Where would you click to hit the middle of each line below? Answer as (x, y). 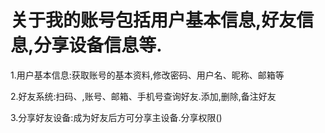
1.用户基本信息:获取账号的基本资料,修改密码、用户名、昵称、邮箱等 (147, 75)
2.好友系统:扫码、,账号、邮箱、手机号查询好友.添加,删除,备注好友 (143, 96)
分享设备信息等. (98, 45)
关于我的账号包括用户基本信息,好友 (153, 20)
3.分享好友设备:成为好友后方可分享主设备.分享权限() (116, 117)
